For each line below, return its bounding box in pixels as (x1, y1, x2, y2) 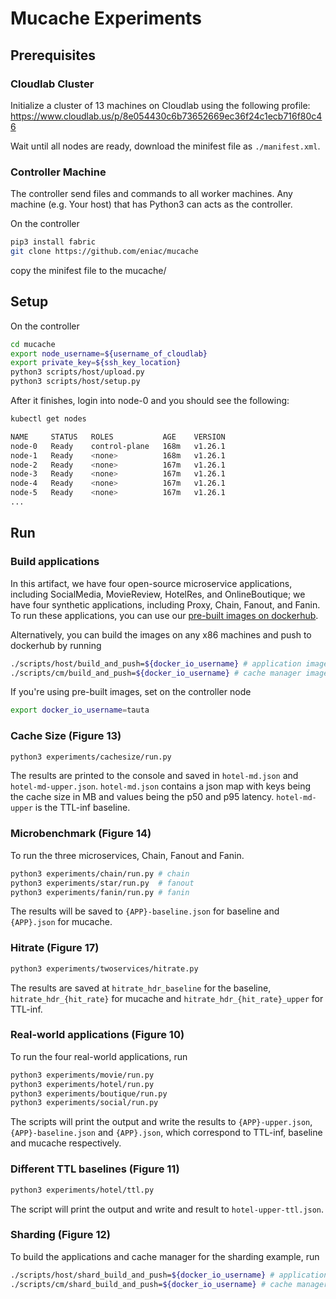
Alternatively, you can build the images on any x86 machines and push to (10, 628, 312, 641)
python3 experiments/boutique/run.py (10, 1088, 168, 1099)
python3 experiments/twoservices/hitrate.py (10, 963, 199, 974)
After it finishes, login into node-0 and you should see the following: (10, 395, 290, 407)
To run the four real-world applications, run (10, 1050, 188, 1062)
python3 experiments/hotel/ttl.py (10, 1185, 155, 1195)
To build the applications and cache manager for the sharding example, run (10, 1250, 320, 1262)
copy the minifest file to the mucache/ (10, 264, 167, 276)
